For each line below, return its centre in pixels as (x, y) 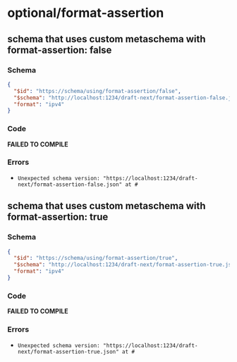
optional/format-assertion (86, 13)
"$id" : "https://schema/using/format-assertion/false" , (97, 91)
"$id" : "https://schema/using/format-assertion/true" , (96, 258)
